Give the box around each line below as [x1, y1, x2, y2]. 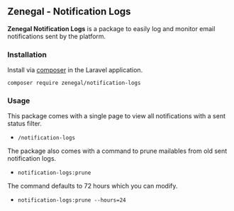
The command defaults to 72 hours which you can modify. [7, 182, 178, 190]
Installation [7, 50, 48, 59]
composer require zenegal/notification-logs [7, 79, 141, 87]
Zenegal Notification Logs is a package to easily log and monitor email [7, 24, 216, 33]
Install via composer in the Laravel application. [7, 66, 143, 74]
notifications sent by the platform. [7, 32, 106, 40]
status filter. [7, 120, 43, 128]
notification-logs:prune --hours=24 [17, 197, 126, 204]
